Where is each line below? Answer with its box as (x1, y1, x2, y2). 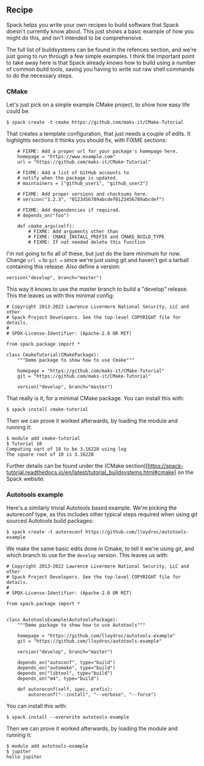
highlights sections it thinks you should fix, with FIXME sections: (6, 137, 167, 144)
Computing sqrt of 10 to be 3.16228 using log (6, 446, 127, 453)
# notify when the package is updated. (17, 175, 119, 181)
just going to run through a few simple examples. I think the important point (6, 52, 195, 60)
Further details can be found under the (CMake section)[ (6, 462, 148, 470)
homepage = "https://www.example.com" (17, 154, 116, 160)
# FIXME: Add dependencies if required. (17, 207, 121, 213)
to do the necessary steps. (6, 71, 74, 79)
